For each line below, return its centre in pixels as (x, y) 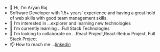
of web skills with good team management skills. (58, 18)
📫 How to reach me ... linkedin (40, 44)
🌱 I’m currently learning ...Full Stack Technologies (60, 28)
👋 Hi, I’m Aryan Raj (28, 8)
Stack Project (23, 39)
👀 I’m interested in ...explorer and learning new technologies (70, 23)
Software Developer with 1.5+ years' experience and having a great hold (82, 13)
